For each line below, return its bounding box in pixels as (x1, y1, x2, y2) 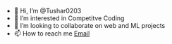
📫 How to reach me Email (13, 29, 90, 38)
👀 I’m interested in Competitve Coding (13, 14, 125, 22)
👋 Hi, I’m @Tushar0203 (13, 7, 82, 15)
